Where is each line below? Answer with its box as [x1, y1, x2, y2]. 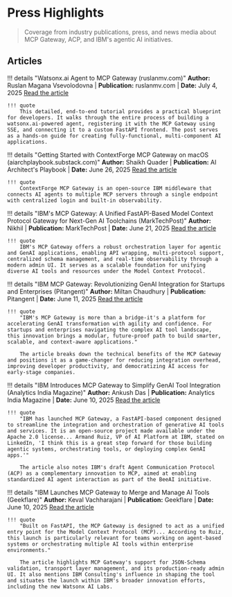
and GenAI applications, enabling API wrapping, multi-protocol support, [7, 249, 225, 256]
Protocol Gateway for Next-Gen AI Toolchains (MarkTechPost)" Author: [7, 217, 211, 225]
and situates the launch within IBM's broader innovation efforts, [7, 577, 206, 584]
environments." [7, 546, 51, 553]
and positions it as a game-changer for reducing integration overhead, [7, 356, 222, 364]
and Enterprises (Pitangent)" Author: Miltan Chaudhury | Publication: [7, 287, 206, 296]
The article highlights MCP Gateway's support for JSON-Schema [19, 559, 206, 566]
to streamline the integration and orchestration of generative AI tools [7, 421, 225, 428]
